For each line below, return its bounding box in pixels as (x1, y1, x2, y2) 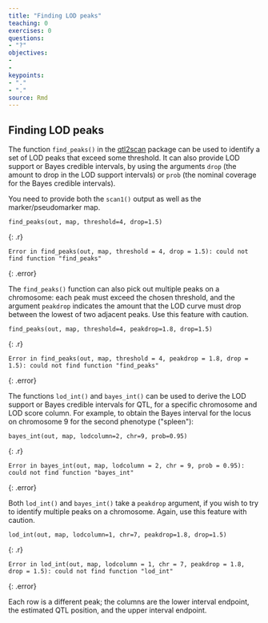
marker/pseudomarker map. (8, 203, 101, 212)
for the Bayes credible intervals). (8, 179, 116, 188)
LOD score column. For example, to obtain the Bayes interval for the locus (8, 408, 252, 418)
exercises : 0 (8, 26, 52, 34)
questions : (8, 34, 45, 42)
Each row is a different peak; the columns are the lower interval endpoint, (8, 597, 250, 607)
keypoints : (8, 71, 45, 79)
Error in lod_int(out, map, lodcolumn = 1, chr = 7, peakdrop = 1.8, (8, 561, 246, 569)
